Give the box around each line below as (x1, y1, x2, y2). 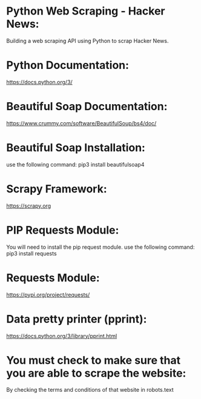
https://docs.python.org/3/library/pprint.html (6, 332, 117, 340)
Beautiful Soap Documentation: (6, 100, 168, 113)
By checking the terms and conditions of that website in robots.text (6, 386, 174, 394)
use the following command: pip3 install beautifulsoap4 (6, 160, 145, 168)
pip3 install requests (6, 249, 57, 257)
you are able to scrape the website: (6, 366, 186, 380)
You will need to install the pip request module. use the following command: (6, 243, 195, 251)
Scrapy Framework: (6, 182, 107, 196)
